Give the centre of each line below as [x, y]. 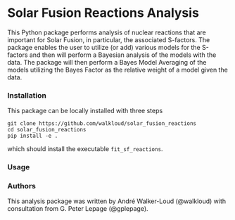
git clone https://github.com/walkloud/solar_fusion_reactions [102, 124]
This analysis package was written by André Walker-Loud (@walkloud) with [117, 201]
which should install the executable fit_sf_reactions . [85, 149]
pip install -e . [33, 136]
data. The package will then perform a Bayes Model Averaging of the [107, 62]
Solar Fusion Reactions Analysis [103, 13]
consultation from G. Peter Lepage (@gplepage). [78, 209]
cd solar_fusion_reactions [47, 130]
